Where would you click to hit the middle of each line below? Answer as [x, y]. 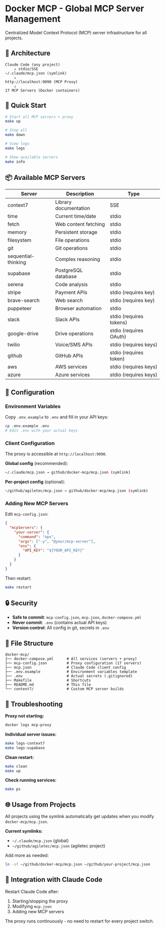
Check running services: [31, 780]
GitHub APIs [69, 356]
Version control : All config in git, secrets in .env [61, 628]
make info [15, 162]
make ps [13, 789]
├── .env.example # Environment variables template [71, 672]
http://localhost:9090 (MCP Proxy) [41, 82]
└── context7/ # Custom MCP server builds [65, 689]
